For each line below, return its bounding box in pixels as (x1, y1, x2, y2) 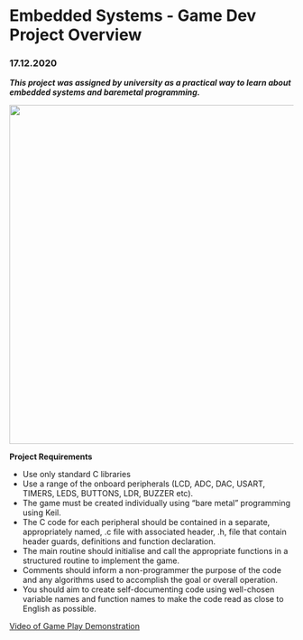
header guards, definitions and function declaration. (22, 536, 216, 547)
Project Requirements (9, 451, 93, 462)
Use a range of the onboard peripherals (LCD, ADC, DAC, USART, (22, 478, 266, 489)
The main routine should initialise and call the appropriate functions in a (22, 546, 289, 557)
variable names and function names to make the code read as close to (22, 594, 284, 605)
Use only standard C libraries (22, 469, 131, 480)
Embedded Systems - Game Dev (9, 5, 257, 26)
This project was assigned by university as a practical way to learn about (9, 78, 291, 89)
